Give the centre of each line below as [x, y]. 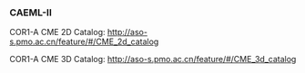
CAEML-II [31, 13]
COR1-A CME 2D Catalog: [58, 32]
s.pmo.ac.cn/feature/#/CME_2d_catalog [84, 41]
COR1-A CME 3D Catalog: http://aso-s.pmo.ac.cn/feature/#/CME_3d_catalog [153, 59]
